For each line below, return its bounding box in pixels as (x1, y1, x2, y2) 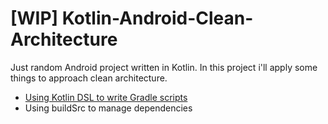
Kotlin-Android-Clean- (61, 7, 254, 30)
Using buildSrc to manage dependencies (24, 102, 193, 114)
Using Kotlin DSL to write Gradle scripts (24, 91, 188, 103)
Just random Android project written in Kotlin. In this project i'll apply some (10, 61, 318, 73)
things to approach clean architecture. (10, 72, 168, 84)
